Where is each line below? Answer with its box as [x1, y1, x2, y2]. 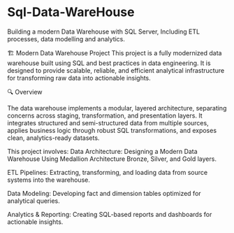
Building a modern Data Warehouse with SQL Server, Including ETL [7, 27, 200, 36]
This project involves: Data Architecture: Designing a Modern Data [7, 147, 198, 155]
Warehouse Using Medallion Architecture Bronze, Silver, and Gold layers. [7, 155, 217, 163]
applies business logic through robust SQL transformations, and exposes [7, 126, 217, 134]
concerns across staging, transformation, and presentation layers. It [7, 111, 203, 120]
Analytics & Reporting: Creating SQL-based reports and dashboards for [7, 210, 212, 218]
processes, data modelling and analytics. [7, 34, 126, 43]
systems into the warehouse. [7, 176, 91, 184]
